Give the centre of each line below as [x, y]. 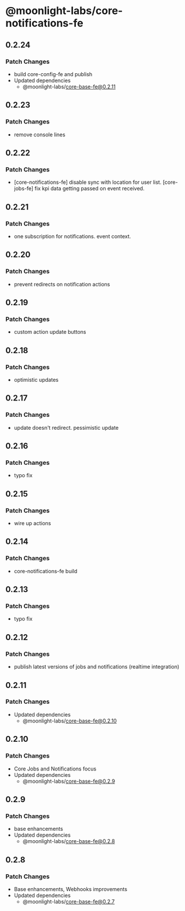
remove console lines [39, 134]
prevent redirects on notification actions [62, 284]
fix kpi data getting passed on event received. [89, 189]
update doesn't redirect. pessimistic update [66, 427]
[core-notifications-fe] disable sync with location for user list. [88, 182]
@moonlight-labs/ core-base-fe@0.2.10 [70, 721]
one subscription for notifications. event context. [72, 236]
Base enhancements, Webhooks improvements [71, 889]
